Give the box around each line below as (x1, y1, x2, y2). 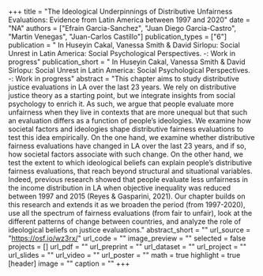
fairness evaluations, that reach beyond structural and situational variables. (8, 166, 253, 176)
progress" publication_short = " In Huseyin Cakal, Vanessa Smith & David (8, 57, 246, 66)
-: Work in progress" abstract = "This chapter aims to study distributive (8, 74, 239, 83)
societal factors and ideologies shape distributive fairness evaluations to (8, 124, 244, 134)
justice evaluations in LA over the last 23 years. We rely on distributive (8, 82, 237, 92)
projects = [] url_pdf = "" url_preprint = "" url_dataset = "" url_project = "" (8, 242, 247, 251)
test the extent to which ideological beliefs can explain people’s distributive (8, 158, 253, 167)
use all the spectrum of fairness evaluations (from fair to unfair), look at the (8, 209, 253, 217)
